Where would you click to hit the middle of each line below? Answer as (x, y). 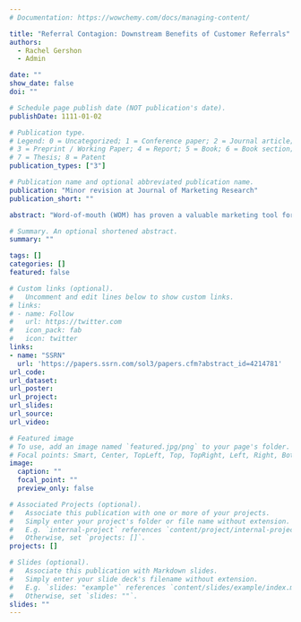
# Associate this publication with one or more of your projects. (140, 512)
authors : (26, 42)
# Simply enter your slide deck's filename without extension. (133, 579)
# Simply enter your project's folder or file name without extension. (150, 521)
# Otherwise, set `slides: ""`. (74, 596)
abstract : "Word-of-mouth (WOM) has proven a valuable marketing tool (144, 215)
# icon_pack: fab (46, 330)
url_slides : (31, 406)
